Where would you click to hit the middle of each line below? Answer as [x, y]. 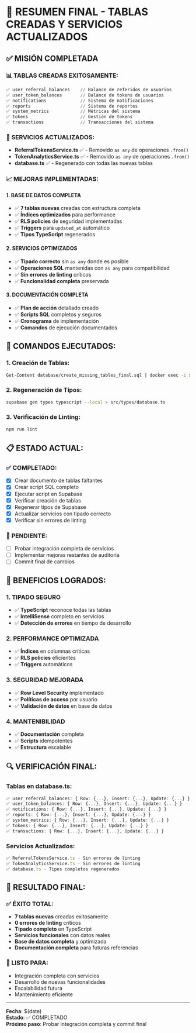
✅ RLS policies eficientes [45, 658]
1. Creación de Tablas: [38, 363]
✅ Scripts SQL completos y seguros [58, 314]
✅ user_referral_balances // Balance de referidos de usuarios [89, 89]
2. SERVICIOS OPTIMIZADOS [42, 249]
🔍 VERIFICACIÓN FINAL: [52, 767]
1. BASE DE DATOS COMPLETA [44, 195]
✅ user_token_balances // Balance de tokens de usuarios [85, 95]
